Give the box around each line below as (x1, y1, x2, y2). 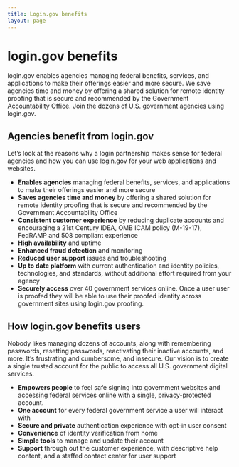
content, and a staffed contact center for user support (17, 451, 176, 461)
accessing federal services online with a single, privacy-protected (17, 391, 211, 400)
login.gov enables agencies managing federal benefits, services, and (7, 71, 210, 80)
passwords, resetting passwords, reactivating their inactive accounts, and (7, 347, 224, 356)
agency (17, 276, 41, 286)
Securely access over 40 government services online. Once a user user (17, 284, 230, 293)
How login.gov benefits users (7, 320, 141, 332)
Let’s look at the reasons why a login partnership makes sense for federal (7, 149, 223, 158)
